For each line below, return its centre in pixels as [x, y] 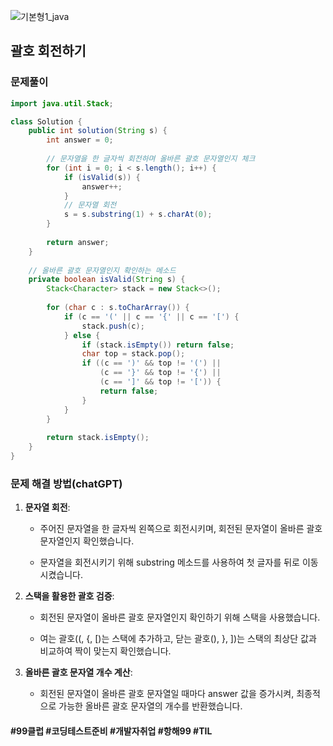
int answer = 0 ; [80, 140]
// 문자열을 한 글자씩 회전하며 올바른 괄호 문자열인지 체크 [151, 159]
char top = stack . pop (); [133, 354]
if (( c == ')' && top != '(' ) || [151, 363]
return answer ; [78, 242]
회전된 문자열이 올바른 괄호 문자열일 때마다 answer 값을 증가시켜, [167, 694]
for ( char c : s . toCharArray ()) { [118, 308]
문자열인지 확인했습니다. [87, 541]
